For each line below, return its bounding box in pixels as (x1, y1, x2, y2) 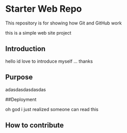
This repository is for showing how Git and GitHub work (5, 20, 122, 26)
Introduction (5, 44, 46, 54)
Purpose (5, 73, 33, 82)
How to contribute (5, 121, 64, 129)
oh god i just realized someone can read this (5, 106, 98, 112)
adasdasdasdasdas (5, 86, 46, 92)
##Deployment (5, 96, 37, 102)
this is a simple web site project (5, 30, 71, 36)
